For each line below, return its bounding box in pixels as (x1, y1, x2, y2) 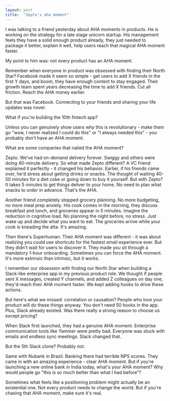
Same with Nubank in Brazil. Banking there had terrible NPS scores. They (5, 353, 158, 359)
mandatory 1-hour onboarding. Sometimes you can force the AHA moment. (5, 250, 162, 256)
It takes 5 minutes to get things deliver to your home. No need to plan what (5, 181, 161, 188)
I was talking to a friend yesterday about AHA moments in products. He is (5, 26, 159, 32)
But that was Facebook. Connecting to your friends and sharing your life (5, 99, 156, 105)
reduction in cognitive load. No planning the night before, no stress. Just (5, 213, 157, 219)
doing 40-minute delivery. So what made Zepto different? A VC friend (5, 160, 151, 166)
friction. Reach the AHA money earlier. (5, 89, 86, 95)
